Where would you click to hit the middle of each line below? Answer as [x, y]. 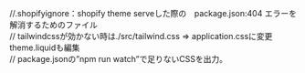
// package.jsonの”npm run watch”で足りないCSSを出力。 [119, 59]
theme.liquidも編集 [45, 47]
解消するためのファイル [53, 25]
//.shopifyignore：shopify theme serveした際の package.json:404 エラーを [153, 13]
